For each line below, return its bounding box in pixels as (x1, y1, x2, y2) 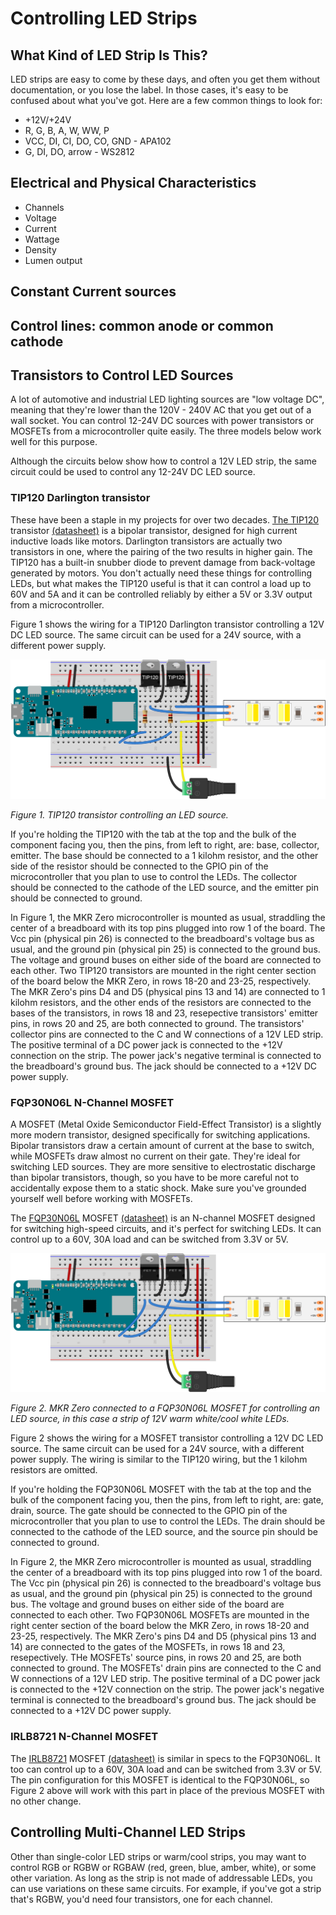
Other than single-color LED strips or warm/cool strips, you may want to (10, 1850, 307, 1862)
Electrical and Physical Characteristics (10, 175, 257, 192)
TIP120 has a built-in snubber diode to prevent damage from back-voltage (10, 556, 316, 568)
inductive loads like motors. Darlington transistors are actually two (10, 535, 283, 547)
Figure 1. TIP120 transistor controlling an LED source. (10, 808, 229, 821)
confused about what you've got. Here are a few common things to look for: (10, 95, 323, 106)
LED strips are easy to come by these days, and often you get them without (10, 73, 321, 85)
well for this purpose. (10, 436, 98, 448)
